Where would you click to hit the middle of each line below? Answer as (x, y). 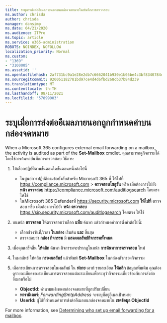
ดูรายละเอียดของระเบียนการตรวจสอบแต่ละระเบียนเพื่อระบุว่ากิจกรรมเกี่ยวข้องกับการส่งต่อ (83, 274)
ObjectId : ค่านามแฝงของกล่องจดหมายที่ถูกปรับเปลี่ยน (65, 289)
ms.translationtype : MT (30, 84)
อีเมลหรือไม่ (22, 279)
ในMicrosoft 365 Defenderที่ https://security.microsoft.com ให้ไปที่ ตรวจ (90, 201)
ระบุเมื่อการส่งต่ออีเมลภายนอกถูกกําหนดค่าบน (78, 123)
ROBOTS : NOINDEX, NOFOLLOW (33, 47)
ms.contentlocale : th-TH (31, 89)
